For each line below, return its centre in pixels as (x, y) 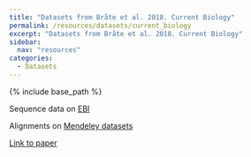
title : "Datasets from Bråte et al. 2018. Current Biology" (122, 17)
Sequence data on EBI (49, 108)
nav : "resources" (49, 50)
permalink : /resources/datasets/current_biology (100, 26)
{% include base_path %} (56, 91)
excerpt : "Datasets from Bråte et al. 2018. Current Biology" (126, 34)
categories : (31, 58)
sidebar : (25, 42)
